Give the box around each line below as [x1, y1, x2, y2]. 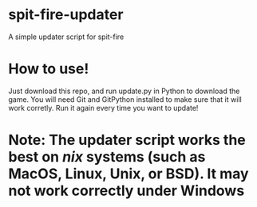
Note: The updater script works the [8, 131, 246, 149]
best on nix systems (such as [8, 148, 206, 166]
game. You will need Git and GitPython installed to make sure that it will [8, 94, 242, 104]
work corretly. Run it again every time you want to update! [8, 103, 199, 112]
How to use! [8, 60, 89, 78]
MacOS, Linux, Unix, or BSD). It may [8, 165, 249, 183]
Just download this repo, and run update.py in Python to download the [8, 86, 240, 96]
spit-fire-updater [8, 6, 124, 24]
